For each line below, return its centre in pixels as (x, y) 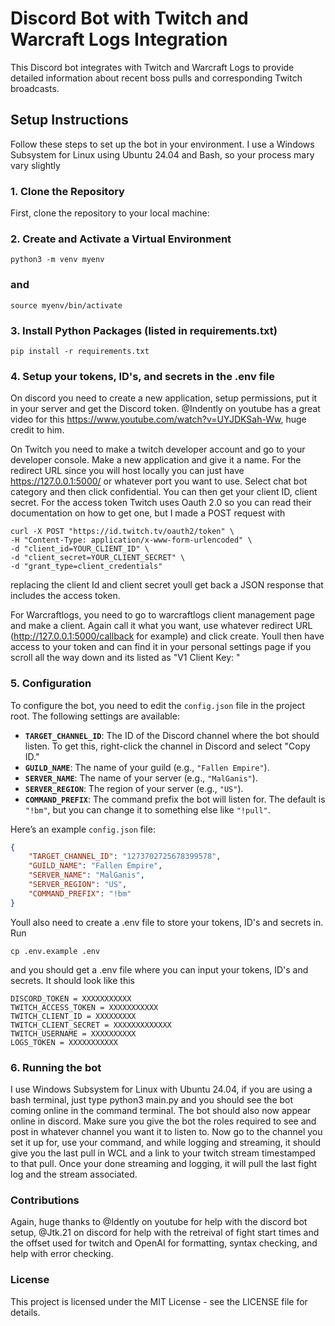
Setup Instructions (69, 120)
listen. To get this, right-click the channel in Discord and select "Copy (167, 746)
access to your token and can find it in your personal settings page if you (161, 647)
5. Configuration (51, 684)
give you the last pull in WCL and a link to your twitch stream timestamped (163, 1153)
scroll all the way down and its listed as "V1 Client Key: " (125, 658)
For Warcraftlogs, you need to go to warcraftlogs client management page (162, 615)
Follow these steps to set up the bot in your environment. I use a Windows (162, 144)
